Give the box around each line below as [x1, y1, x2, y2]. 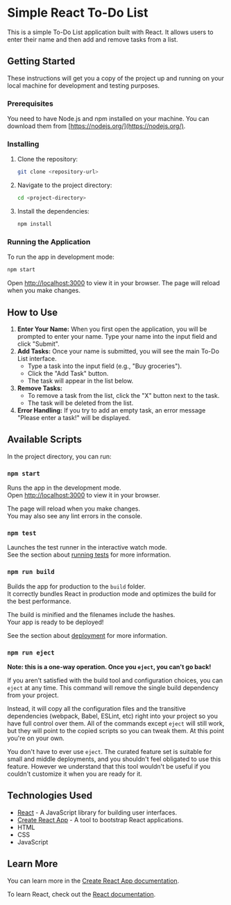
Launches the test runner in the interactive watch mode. [7, 543, 168, 552]
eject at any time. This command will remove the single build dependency [7, 683, 219, 691]
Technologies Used [7, 790, 92, 801]
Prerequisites [7, 99, 53, 109]
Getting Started [7, 56, 76, 67]
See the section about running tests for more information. [7, 551, 171, 559]
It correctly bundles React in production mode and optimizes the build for [7, 589, 216, 598]
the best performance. [7, 597, 71, 605]
